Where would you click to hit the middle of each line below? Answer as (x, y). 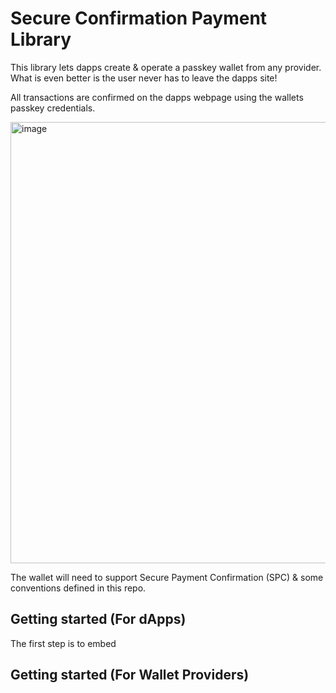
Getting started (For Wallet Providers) (130, 675)
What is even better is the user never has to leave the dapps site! (144, 78)
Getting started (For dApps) (98, 619)
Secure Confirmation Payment (139, 18)
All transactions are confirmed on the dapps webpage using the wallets (157, 97)
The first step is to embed (63, 643)
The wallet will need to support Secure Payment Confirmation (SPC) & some (167, 577)
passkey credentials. (53, 108)
